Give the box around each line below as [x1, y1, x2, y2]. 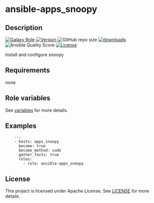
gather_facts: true [18, 152, 59, 157]
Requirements [5, 66, 50, 74]
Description [5, 23, 42, 32]
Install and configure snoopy [5, 51, 64, 57]
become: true [18, 143, 46, 148]
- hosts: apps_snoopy [14, 139, 59, 144]
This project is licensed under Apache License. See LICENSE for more [5, 188, 149, 194]
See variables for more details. [5, 107, 68, 113]
